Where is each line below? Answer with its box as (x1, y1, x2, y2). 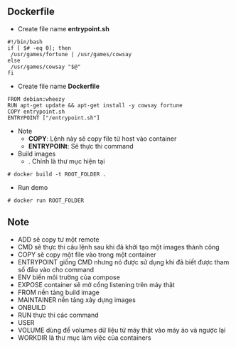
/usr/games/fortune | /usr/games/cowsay (10, 50, 132, 58)
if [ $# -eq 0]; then (7, 44, 72, 52)
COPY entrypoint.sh (7, 108, 65, 115)
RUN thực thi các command (17, 311, 99, 319)
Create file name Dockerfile (17, 82, 100, 90)
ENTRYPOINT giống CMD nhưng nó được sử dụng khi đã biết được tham (17, 257, 230, 266)
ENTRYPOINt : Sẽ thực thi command (28, 141, 134, 150)
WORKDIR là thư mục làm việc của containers (17, 333, 151, 342)
